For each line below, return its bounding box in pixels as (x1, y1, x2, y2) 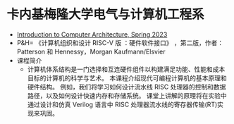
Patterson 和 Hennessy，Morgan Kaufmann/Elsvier (16, 47, 166, 56)
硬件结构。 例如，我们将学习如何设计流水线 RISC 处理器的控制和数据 (27, 82, 226, 91)
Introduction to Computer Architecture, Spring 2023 (16, 30, 168, 39)
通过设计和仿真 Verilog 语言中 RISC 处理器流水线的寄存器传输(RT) (27, 100, 218, 108)
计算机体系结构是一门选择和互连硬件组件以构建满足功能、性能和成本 (27, 65, 226, 73)
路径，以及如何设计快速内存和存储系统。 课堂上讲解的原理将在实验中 (27, 91, 227, 99)
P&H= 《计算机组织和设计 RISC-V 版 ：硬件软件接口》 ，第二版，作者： (16, 38, 224, 46)
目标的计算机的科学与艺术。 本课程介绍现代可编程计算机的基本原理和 (27, 73, 227, 82)
